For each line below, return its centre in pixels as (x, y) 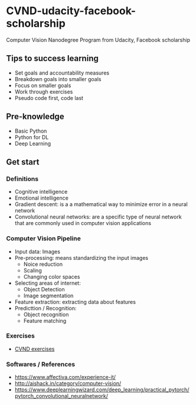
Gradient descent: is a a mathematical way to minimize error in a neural (101, 204)
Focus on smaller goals (43, 85)
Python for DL (32, 137)
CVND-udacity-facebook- (71, 11)
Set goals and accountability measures (62, 73)
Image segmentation (48, 295)
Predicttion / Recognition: (45, 308)
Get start (23, 162)
